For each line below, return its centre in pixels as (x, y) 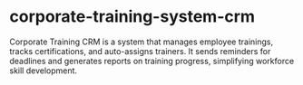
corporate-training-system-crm (132, 17)
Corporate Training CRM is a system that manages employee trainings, (142, 42)
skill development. (44, 71)
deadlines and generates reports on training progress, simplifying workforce (152, 61)
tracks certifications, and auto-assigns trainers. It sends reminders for (140, 51)
